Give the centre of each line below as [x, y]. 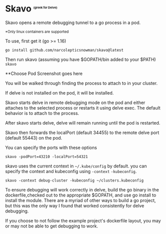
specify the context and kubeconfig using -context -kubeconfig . [71, 171]
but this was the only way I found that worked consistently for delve [75, 205]
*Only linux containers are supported [37, 31]
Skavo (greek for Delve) [31, 9]
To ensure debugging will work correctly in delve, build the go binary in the [82, 189]
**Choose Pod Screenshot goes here [44, 73]
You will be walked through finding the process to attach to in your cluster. [82, 83]
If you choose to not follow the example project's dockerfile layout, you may [83, 220]
